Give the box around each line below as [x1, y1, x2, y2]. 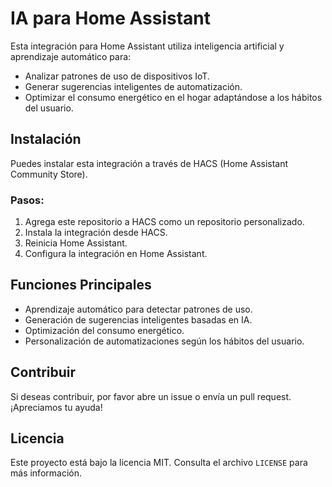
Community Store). [10, 168, 88, 180]
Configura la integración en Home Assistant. [24, 248, 208, 260]
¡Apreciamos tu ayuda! [10, 401, 103, 413]
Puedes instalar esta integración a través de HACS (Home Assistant [10, 157, 289, 169]
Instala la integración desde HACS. [24, 227, 168, 239]
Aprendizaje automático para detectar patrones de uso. [24, 303, 253, 315]
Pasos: [10, 193, 45, 207]
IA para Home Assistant [10, 7, 211, 30]
